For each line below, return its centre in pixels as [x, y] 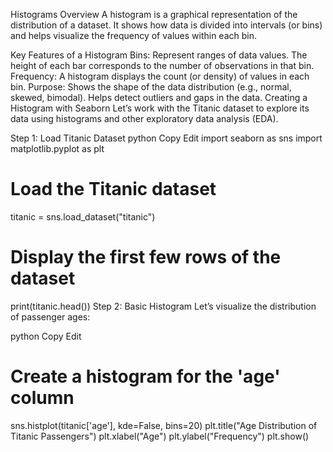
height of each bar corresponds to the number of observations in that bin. [162, 65]
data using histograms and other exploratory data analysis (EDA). [144, 118]
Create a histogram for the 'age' [145, 376]
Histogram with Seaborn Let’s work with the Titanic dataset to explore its [160, 108]
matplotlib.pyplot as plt [57, 148]
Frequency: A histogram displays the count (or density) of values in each [160, 76]
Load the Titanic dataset [113, 189]
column [42, 398]
